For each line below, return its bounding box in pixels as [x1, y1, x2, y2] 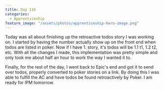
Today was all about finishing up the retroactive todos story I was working [5, 34, 154, 40]
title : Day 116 [5, 7, 36, 12]
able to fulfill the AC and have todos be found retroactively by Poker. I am [5, 74, 153, 80]
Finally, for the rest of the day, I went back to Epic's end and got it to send [5, 64, 154, 70]
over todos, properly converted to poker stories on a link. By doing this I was [5, 69, 159, 75]
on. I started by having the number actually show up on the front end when [5, 39, 156, 45]
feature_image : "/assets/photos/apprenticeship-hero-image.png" [5, 20, 139, 26]
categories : [5, 12, 29, 17]
